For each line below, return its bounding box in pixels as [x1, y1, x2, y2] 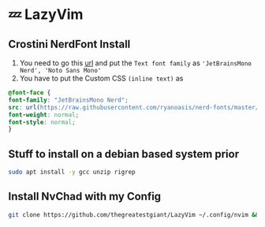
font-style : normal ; [8, 118, 77, 126]
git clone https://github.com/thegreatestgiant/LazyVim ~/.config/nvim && [8, 210, 259, 218]
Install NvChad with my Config [8, 190, 162, 203]
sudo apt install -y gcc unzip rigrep [8, 168, 136, 177]
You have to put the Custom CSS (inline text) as [19, 73, 184, 83]
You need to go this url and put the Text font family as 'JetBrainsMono [19, 58, 252, 68]
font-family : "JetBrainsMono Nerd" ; [8, 96, 129, 104]
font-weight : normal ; [8, 110, 80, 119]
